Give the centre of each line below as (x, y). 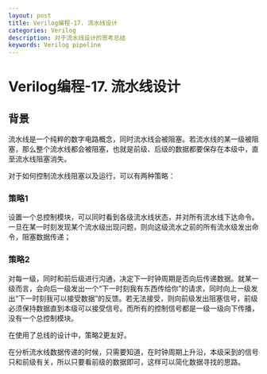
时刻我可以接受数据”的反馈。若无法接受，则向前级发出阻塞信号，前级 (145, 298)
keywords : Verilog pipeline (55, 45)
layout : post (30, 15)
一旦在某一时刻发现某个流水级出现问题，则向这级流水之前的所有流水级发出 (130, 227)
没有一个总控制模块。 (43, 318)
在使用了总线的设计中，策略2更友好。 (70, 335)
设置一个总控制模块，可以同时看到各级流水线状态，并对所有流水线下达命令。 (133, 217)
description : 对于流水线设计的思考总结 (67, 38)
